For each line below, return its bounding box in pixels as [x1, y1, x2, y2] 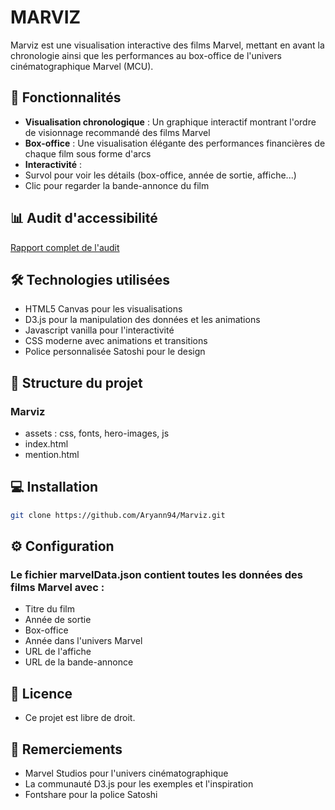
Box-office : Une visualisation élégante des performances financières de [24, 137, 326, 149]
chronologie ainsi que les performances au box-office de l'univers [10, 49, 282, 61]
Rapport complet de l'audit [10, 241, 120, 253]
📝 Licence [10, 685, 73, 702]
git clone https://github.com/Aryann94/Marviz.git [10, 510, 226, 520]
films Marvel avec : [10, 581, 105, 595]
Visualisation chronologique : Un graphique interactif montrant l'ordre [24, 116, 317, 128]
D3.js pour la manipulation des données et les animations [24, 314, 261, 326]
